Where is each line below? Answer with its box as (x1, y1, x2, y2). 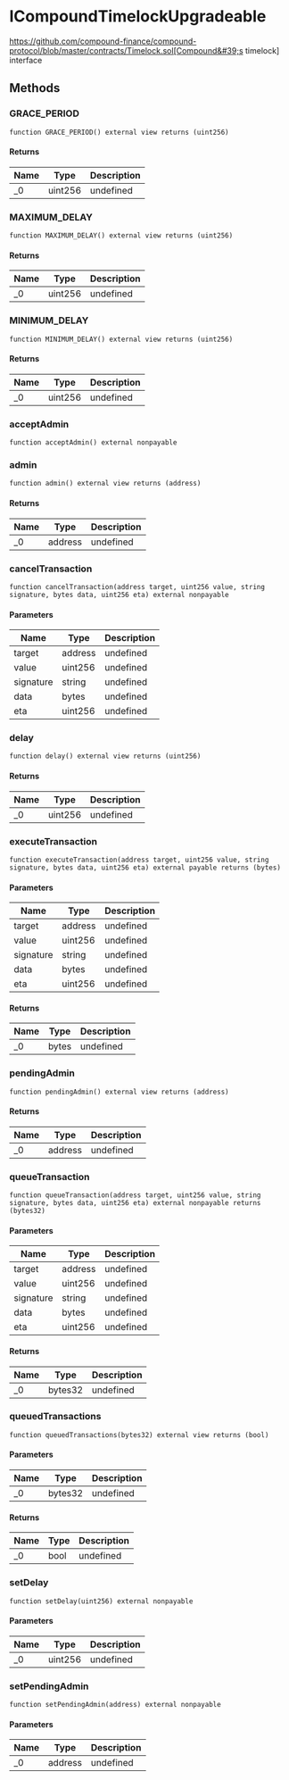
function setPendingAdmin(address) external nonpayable (9, 1701, 221, 1709)
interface (9, 54, 43, 65)
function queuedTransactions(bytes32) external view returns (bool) (9, 1430, 269, 1439)
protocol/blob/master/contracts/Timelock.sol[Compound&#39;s (9, 45, 244, 55)
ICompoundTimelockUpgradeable (9, 6, 267, 27)
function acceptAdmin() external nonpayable (9, 438, 178, 447)
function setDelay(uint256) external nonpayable (9, 1596, 194, 1606)
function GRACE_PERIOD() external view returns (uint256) (9, 128, 229, 137)
